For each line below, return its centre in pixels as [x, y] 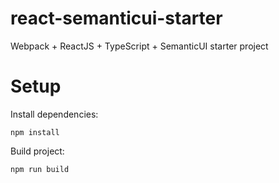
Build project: [37, 151]
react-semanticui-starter [116, 18]
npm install [35, 132]
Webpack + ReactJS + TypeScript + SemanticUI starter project [139, 46]
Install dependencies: [54, 114]
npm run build [40, 169]
